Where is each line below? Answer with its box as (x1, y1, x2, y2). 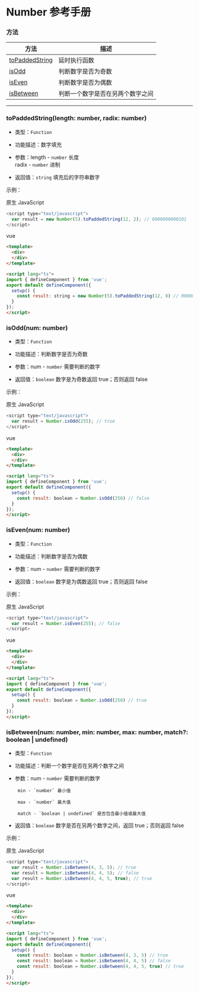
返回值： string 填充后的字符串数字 (14, 173, 100, 181)
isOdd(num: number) (6, 324, 68, 332)
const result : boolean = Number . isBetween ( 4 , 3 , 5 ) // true (17, 952, 168, 958)
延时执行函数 (58, 56, 95, 65)
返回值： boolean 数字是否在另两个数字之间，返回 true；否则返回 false (14, 822, 184, 829)
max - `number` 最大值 (17, 799, 71, 805)
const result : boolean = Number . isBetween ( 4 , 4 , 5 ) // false (17, 958, 171, 964)
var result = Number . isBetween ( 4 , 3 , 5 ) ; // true (11, 864, 137, 870)
